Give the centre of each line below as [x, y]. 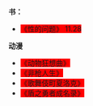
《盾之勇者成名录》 [52, 93]
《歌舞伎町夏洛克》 [52, 83]
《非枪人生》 [41, 73]
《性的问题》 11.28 [51, 29]
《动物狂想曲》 [45, 63]
